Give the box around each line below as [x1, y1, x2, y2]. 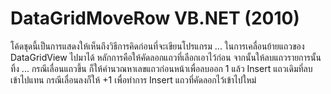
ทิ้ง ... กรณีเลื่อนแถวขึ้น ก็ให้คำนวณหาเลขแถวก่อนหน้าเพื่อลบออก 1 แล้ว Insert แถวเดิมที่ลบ [10, 62, 313, 74]
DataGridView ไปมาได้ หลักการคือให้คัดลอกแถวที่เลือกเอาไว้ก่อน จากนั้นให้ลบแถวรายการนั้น [10, 51, 322, 63]
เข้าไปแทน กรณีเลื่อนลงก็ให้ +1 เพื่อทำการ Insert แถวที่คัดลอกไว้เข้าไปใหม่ [10, 73, 257, 86]
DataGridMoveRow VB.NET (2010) [10, 7, 300, 30]
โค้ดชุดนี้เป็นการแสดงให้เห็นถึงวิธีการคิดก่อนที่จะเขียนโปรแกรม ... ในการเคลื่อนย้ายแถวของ [10, 40, 305, 52]
